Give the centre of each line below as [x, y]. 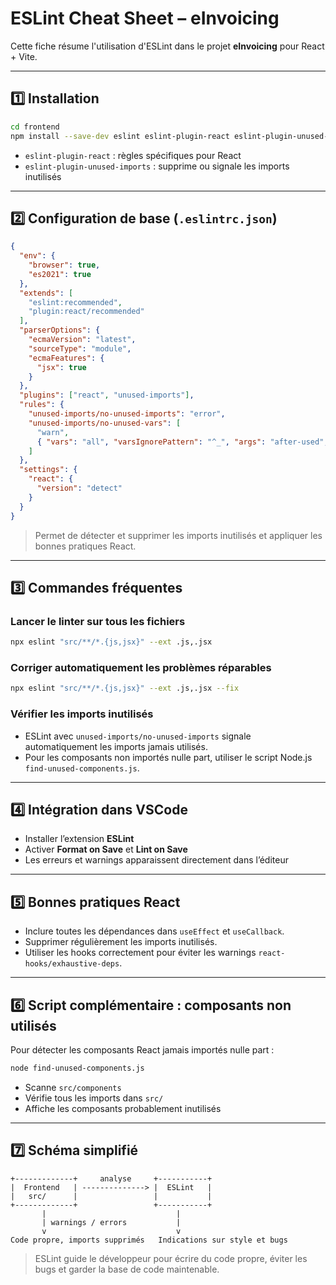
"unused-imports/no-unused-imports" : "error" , [127, 414]
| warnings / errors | [111, 1222]
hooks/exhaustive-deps [72, 964]
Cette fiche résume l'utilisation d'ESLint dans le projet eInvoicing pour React [167, 46]
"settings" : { [48, 470]
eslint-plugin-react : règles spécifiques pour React [133, 155]
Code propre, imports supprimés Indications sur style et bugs [149, 1240]
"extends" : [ [46, 293]
